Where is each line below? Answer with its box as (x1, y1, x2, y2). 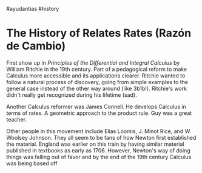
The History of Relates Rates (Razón (6, 27, 192, 40)
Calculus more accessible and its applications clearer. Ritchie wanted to (6, 72, 186, 79)
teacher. (6, 116, 27, 123)
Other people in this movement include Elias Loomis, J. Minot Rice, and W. (6, 127, 192, 135)
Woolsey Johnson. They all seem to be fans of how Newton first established (6, 134, 197, 141)
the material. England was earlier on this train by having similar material (6, 140, 184, 148)
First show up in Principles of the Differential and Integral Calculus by (6, 59, 180, 66)
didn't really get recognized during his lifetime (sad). (6, 91, 138, 99)
